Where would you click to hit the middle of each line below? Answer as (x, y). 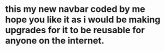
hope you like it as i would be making (83, 20)
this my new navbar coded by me (75, 9)
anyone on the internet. (55, 41)
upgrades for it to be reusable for (75, 30)
